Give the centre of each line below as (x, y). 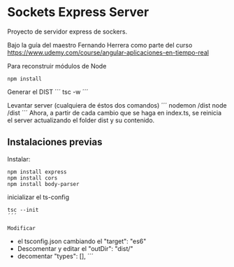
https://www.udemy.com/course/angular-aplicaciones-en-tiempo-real (108, 52)
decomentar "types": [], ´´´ (55, 256)
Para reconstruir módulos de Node (57, 66)
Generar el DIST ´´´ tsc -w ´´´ (48, 92)
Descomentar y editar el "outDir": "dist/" (75, 248)
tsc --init (23, 210)
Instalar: (19, 159)
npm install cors (32, 178)
